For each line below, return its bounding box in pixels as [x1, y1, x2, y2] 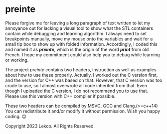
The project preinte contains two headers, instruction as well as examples [5, 66, 157, 73]
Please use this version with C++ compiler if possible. [5, 93, 116, 99]
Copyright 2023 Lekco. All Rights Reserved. [5, 123, 95, 129]
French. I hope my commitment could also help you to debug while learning [5, 51, 160, 58]
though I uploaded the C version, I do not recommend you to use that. [5, 88, 149, 94]
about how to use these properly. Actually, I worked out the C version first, [5, 72, 158, 78]
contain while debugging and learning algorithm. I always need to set [5, 30, 147, 36]
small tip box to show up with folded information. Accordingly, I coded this [5, 41, 158, 47]
